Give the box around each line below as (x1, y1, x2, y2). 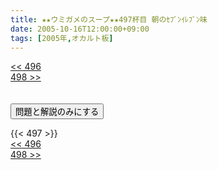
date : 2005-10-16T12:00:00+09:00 (10, 24, 150, 34)
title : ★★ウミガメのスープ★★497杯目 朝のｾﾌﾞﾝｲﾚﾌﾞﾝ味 (10, 14, 208, 25)
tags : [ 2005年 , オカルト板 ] (10, 33, 114, 43)
